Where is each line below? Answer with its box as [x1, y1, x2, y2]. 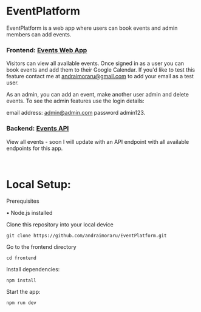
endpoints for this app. [6, 144, 63, 152]
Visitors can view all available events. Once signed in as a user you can [6, 59, 184, 67]
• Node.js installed [6, 209, 53, 217]
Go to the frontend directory [6, 243, 77, 251]
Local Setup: [6, 177, 71, 191]
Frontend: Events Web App [6, 46, 87, 54]
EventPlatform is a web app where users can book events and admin [6, 24, 178, 32]
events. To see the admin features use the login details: [6, 97, 145, 104]
